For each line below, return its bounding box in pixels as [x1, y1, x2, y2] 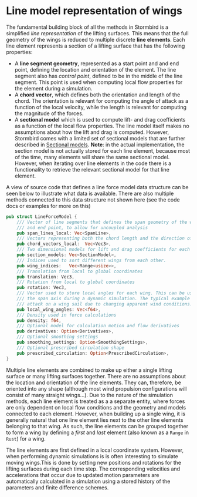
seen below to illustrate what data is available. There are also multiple [6, 190, 174, 197]
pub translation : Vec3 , [16, 274, 75, 280]
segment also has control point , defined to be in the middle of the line [14, 72, 183, 79]
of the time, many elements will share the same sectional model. [14, 153, 170, 160]
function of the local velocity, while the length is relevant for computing [14, 103, 186, 110]
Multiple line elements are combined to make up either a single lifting [6, 366, 172, 374]
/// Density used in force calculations [16, 312, 117, 318]
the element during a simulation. [14, 85, 93, 92]
